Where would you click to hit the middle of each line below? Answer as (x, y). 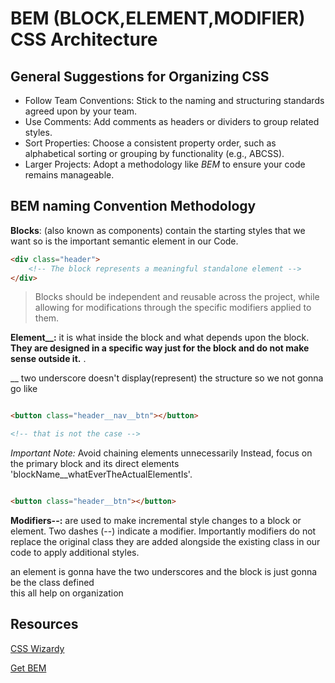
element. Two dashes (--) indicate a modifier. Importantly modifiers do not (163, 531)
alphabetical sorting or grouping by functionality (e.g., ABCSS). (154, 153)
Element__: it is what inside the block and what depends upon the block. (160, 338)
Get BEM (28, 668)
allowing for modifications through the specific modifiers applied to (173, 308)
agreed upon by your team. (81, 111)
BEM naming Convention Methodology (133, 206)
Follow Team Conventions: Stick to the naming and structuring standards (174, 100)
